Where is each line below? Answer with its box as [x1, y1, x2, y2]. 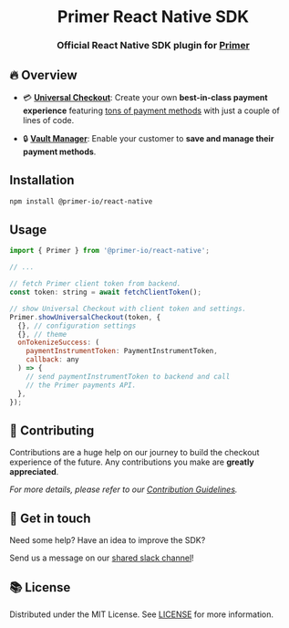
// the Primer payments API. [26, 381, 137, 390]
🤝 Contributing [9, 423, 95, 438]
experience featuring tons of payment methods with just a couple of [22, 105, 280, 116]
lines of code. [22, 114, 75, 125]
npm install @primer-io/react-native [9, 196, 153, 206]
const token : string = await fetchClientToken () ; [9, 288, 202, 298]
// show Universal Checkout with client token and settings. [9, 304, 247, 313]
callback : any [26, 355, 79, 364]
